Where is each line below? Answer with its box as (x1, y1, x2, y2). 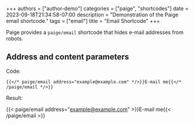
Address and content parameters (6, 52, 130, 62)
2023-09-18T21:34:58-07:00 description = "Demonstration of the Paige (6, 11, 179, 18)
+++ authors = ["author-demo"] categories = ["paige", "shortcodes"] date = (6, 5, 189, 12)
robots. (6, 35, 23, 42)
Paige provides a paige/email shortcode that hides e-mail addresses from (6, 29, 184, 36)
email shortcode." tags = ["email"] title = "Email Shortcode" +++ (6, 18, 160, 24)
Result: (6, 94, 23, 102)
